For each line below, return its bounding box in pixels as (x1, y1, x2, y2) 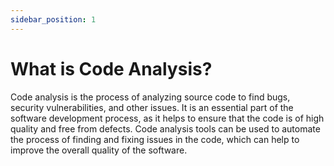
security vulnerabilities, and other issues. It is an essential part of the (10, 101, 294, 113)
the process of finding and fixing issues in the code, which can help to (10, 133, 300, 145)
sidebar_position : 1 (10, 14, 97, 25)
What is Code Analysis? (10, 57, 213, 80)
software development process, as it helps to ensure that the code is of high (10, 112, 325, 124)
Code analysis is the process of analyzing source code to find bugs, (10, 91, 291, 103)
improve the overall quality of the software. (10, 144, 188, 156)
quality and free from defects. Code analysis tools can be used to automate (10, 122, 321, 135)
